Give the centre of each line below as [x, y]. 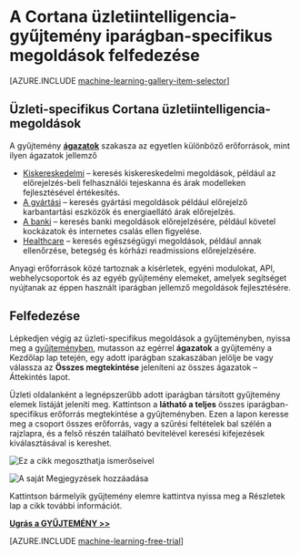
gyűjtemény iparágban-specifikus [141, 36]
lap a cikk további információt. [66, 505]
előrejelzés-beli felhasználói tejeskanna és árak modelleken [134, 182]
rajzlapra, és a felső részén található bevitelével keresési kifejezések [137, 433]
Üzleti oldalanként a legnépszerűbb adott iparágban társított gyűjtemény [145, 395]
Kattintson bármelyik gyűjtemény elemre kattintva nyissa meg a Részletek [147, 496]
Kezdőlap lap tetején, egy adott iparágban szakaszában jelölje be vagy [142, 357]
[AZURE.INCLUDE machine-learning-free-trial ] [97, 540]
